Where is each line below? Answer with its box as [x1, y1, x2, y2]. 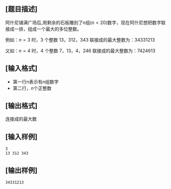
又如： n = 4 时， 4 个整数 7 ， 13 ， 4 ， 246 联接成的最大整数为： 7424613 [5, 48, 156, 54]
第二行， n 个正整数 [12, 85, 52, 91]
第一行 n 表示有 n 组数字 [12, 78, 59, 85]
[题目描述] [5, 5, 37, 14]
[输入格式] [5, 64, 37, 73]
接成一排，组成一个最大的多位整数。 [5, 26, 82, 32]
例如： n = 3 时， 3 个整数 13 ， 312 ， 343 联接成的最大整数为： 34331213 [5, 36, 155, 43]
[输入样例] [5, 132, 37, 141]
